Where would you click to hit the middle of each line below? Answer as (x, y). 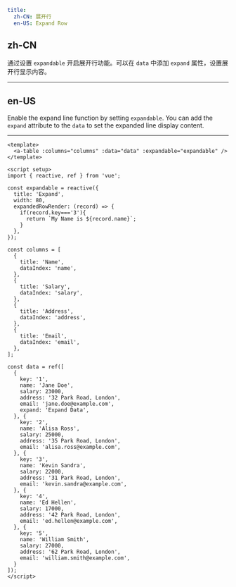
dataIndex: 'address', (53, 318)
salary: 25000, (42, 435)
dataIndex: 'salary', (51, 293)
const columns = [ (34, 250)
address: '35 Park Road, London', (70, 441)
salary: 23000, (42, 392)
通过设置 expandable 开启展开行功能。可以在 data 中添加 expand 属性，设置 (115, 63)
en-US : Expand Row (41, 23)
